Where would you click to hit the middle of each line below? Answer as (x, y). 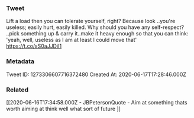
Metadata (20, 61)
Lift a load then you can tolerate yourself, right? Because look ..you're (91, 21)
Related (17, 90)
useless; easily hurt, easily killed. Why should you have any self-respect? (95, 27)
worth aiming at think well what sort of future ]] (64, 109)
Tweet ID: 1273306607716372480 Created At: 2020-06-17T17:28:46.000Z (96, 74)
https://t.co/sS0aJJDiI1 (34, 46)
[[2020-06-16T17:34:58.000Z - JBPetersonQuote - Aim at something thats (97, 102)
